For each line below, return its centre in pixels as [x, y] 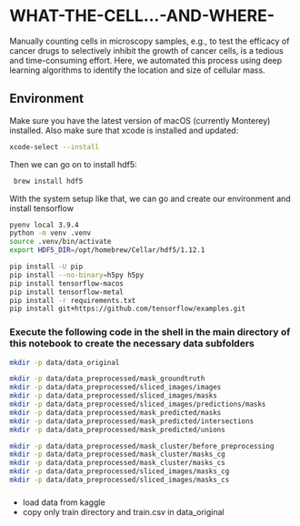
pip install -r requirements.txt [73, 300]
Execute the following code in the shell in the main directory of [150, 332]
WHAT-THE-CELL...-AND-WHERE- [142, 16]
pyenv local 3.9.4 [44, 225]
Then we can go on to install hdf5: [74, 164]
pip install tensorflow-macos [67, 283]
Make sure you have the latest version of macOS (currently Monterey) [140, 120]
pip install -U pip [46, 267]
